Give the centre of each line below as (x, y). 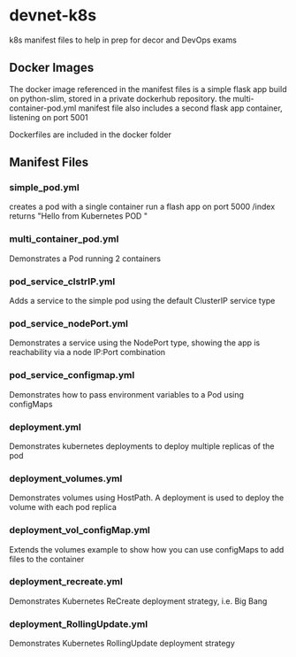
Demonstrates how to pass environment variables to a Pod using (127, 394)
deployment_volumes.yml (66, 478)
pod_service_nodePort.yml (68, 323)
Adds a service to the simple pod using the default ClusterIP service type (142, 301)
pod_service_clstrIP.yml (62, 282)
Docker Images (52, 68)
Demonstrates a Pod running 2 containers (85, 259)
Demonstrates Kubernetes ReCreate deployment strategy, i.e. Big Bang (138, 601)
